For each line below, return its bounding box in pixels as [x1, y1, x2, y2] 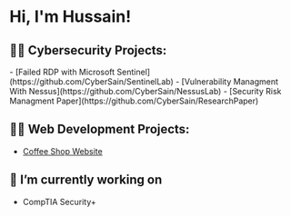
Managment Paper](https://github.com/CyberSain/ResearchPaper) [9, 95, 259, 106]
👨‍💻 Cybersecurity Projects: [9, 43, 167, 58]
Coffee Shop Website [22, 145, 103, 156]
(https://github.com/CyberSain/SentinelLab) [9, 76, 175, 87]
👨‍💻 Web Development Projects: [9, 122, 190, 137]
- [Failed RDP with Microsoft [9, 66, 115, 77]
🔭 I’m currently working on [9, 172, 163, 188]
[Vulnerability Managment [181, 76, 279, 87]
